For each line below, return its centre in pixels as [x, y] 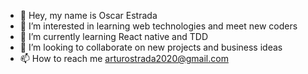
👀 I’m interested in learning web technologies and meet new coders [158, 26]
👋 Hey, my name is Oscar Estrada [88, 15]
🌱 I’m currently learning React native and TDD [113, 36]
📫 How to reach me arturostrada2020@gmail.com [124, 58]
